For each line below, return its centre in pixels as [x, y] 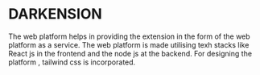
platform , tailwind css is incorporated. [72, 62]
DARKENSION [55, 14]
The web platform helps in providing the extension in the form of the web [130, 36]
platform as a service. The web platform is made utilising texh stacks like [129, 44]
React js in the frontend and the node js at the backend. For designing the [130, 53]
